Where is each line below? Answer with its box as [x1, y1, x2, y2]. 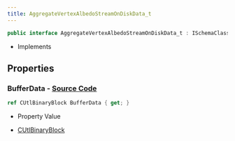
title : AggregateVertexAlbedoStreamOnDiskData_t [7, 10, 152, 18]
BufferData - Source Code [7, 83, 97, 93]
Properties [7, 62, 55, 74]
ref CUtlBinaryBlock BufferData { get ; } [7, 100, 130, 107]
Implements [17, 42, 52, 51]
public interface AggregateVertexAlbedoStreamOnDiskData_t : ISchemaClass [7, 29, 230, 36]
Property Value [17, 112, 61, 121]
